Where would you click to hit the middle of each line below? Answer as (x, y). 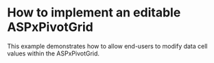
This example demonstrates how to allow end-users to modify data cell (107, 46)
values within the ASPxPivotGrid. (53, 53)
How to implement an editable (94, 13)
